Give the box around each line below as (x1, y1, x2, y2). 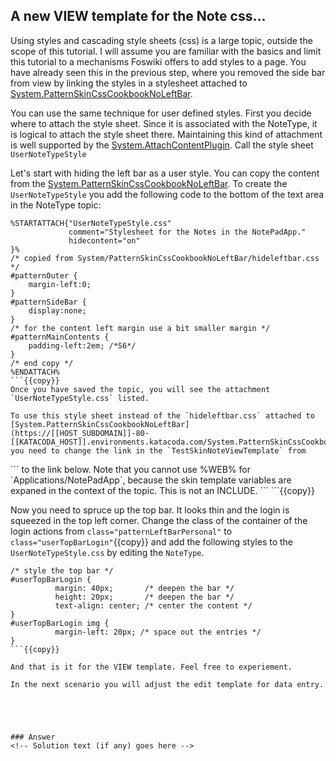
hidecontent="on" (68, 235, 141, 246)
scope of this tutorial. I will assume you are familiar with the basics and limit (10, 45, 322, 57)
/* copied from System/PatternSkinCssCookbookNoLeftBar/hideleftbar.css (10, 253, 320, 263)
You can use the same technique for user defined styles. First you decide (10, 107, 312, 119)
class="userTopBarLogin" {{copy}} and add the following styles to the (10, 535, 293, 548)
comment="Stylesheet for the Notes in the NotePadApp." (68, 227, 307, 237)
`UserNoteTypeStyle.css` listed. (10, 393, 150, 403)
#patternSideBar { (10, 297, 87, 307)
